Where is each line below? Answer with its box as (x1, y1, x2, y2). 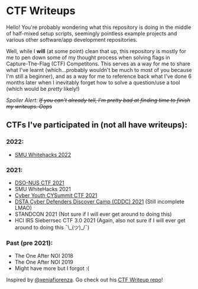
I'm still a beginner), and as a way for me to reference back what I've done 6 (6, 73, 192, 80)
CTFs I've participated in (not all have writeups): (6, 120, 188, 130)
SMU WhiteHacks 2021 (14, 185, 71, 192)
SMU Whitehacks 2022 (14, 151, 72, 158)
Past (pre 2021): (6, 239, 53, 247)
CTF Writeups (6, 4, 76, 18)
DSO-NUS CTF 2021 (14, 179, 64, 186)
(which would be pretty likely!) (6, 85, 80, 92)
